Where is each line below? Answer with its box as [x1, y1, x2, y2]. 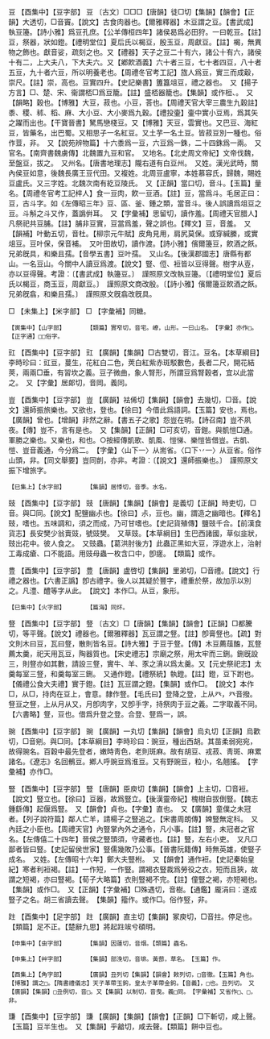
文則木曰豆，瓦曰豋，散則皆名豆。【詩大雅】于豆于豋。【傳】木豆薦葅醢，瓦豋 [8, 639, 262, 648]
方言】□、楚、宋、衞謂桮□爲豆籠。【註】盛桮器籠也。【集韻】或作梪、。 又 [8, 88, 254, 97]
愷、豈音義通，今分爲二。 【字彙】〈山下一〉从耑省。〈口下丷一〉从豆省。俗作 [8, 446, 262, 455]
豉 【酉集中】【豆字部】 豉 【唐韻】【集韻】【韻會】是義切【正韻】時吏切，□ [8, 498, 257, 508]
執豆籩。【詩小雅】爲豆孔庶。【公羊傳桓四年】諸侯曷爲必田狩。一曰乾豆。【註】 [8, 27, 262, 36]
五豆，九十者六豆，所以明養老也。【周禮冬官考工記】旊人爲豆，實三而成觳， [8, 68, 259, 77]
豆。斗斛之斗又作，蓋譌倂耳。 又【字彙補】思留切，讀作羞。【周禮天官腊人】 [8, 209, 262, 218]
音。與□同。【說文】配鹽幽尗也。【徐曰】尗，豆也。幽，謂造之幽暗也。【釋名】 [8, 509, 261, 517]
